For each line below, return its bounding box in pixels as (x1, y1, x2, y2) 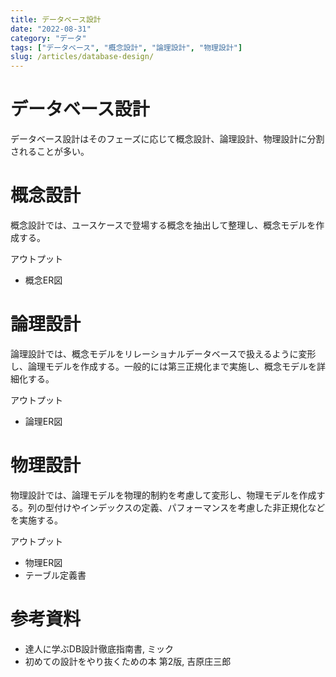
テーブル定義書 (24, 569, 87, 581)
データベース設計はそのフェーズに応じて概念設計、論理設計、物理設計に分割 (10, 133, 325, 145)
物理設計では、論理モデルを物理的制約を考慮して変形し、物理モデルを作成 (10, 489, 317, 501)
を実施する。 (10, 514, 63, 526)
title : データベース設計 (10, 14, 102, 25)
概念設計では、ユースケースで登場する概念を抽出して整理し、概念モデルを (10, 219, 317, 231)
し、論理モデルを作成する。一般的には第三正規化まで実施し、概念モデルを (10, 360, 317, 372)
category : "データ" (10, 33, 87, 43)
